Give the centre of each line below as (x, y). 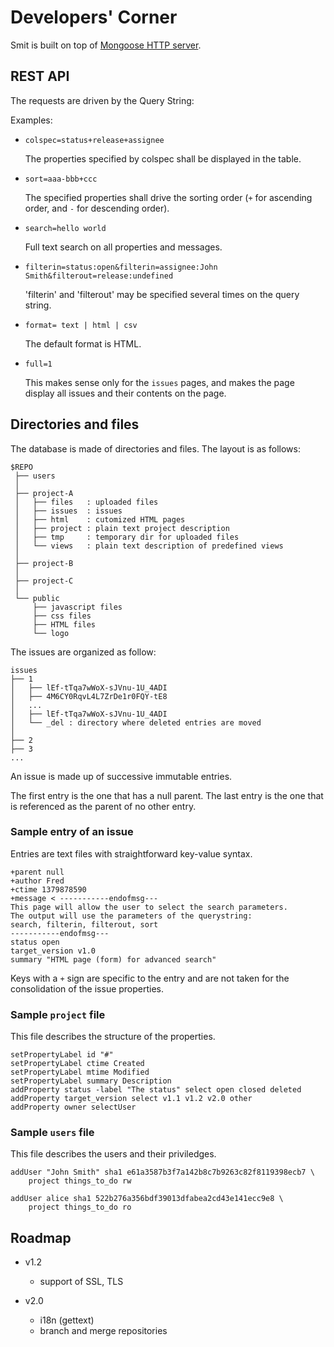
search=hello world (65, 228)
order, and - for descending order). (97, 208)
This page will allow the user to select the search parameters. (149, 907)
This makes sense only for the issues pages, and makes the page (159, 382)
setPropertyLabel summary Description (91, 1081)
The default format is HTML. (83, 343)
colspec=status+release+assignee (94, 140)
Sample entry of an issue (72, 832)
